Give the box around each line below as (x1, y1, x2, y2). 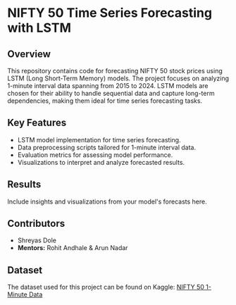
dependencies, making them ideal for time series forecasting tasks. (7, 97, 203, 105)
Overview (7, 48, 51, 60)
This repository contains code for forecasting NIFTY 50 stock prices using (7, 67, 223, 75)
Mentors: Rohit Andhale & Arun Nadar (17, 244, 128, 252)
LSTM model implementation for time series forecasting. (17, 135, 181, 144)
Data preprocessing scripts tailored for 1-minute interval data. (17, 143, 197, 151)
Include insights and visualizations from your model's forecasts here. (7, 197, 208, 206)
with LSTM (7, 20, 72, 36)
